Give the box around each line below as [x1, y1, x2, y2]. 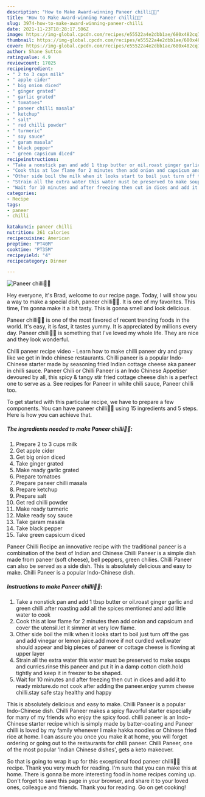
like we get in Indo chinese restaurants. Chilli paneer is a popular [7, 354, 169, 361]
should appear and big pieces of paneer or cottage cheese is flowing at [15, 643, 195, 651]
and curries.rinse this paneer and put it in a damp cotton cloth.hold [15, 663, 183, 670]
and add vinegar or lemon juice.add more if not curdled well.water [15, 637, 181, 645]
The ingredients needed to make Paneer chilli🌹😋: [7, 425, 133, 433]
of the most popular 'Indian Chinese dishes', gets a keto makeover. [7, 746, 174, 753]
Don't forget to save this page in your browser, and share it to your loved [7, 778, 189, 785]
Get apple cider [15, 447, 55, 455]
